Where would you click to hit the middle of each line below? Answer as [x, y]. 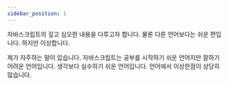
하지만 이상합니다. [46, 43]
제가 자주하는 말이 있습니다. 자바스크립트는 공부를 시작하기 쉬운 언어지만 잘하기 [114, 57]
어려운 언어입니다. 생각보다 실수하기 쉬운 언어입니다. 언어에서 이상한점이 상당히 [114, 66]
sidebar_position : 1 [37, 13]
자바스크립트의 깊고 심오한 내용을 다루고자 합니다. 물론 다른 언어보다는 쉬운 [108, 34]
